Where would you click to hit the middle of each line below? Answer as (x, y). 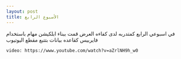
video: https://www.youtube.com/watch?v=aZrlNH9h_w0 (72, 50)
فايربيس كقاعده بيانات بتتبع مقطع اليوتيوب (52, 40)
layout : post (22, 11)
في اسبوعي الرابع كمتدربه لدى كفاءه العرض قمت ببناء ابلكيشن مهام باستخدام (90, 33)
